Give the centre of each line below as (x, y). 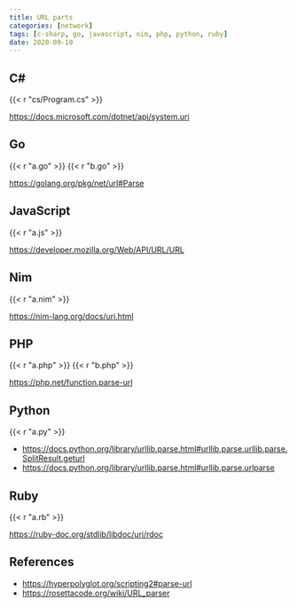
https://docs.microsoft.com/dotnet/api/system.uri (99, 117)
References (42, 562)
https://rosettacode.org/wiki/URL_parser (96, 593)
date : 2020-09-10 (41, 42)
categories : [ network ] (51, 26)
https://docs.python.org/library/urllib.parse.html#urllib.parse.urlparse (148, 468)
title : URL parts (41, 17)
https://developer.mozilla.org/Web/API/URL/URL (97, 249)
